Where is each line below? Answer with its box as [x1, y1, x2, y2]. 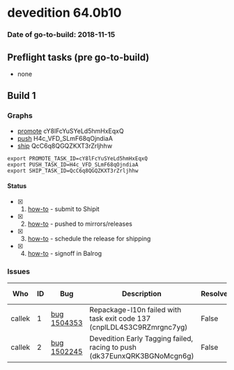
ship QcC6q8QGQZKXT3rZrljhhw [17, 141, 113, 150]
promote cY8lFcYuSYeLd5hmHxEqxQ [17, 127, 124, 135]
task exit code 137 [89, 314, 151, 323]
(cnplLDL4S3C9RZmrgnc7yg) [89, 323, 188, 332]
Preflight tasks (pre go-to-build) [7, 51, 150, 63]
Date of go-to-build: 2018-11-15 [7, 30, 116, 40]
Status [7, 182, 27, 190]
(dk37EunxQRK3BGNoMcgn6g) [89, 351, 194, 361]
